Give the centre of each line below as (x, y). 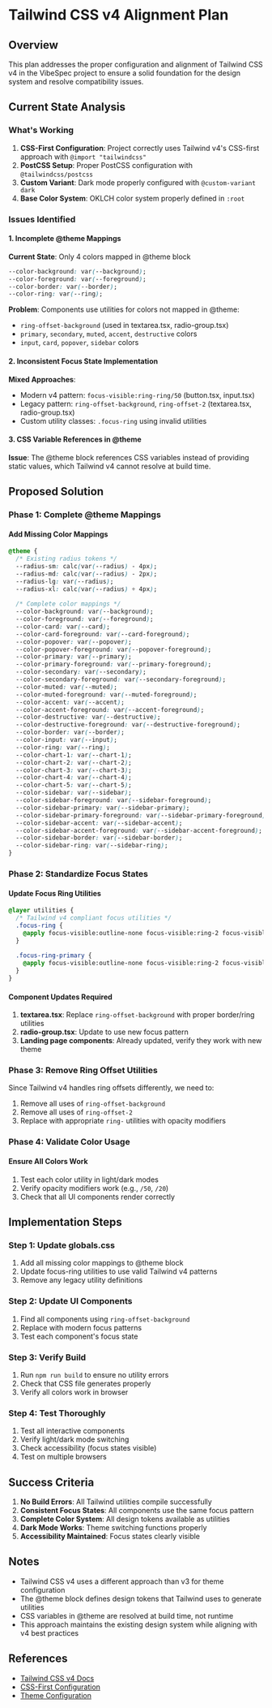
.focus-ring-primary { (54, 955)
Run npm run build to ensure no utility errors (94, 1374)
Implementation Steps (66, 1222)
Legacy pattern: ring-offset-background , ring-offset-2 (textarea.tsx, (136, 403)
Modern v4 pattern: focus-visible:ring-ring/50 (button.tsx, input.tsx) (137, 395)
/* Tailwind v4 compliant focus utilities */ (94, 918)
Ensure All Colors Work (48, 1161)
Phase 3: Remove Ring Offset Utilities (83, 1071)
